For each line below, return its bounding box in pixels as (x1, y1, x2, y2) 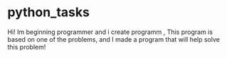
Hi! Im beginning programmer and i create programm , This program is (7, 28, 213, 36)
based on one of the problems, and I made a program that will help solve (7, 35, 221, 43)
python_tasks (7, 4, 90, 21)
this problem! (7, 42, 46, 51)
